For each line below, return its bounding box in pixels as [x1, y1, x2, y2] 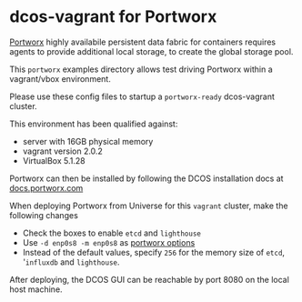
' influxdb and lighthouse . [22, 257, 120, 267]
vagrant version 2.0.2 [22, 146, 103, 156]
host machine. [9, 284, 63, 295]
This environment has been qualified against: [9, 118, 178, 129]
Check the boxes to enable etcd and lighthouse [22, 227, 202, 238]
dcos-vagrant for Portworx [9, 6, 217, 27]
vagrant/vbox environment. [9, 73, 111, 84]
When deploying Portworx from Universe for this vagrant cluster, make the [9, 200, 288, 211]
